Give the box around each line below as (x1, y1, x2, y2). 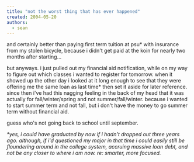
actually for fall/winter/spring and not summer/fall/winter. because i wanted (6, 96, 188, 103)
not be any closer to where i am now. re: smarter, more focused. (6, 150, 161, 157)
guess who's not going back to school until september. (6, 119, 139, 126)
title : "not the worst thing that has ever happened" (6, 8, 141, 15)
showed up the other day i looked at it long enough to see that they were (6, 77, 182, 84)
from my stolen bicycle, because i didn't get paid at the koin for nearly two (6, 47, 186, 54)
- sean (12, 25, 28, 31)
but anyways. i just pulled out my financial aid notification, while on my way (6, 65, 188, 72)
